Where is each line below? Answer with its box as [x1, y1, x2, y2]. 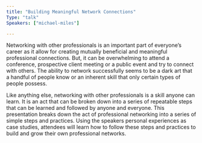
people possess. [6, 80, 47, 87]
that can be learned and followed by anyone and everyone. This [6, 105, 165, 112]
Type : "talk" [6, 14, 39, 20]
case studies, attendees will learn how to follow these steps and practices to [6, 124, 196, 131]
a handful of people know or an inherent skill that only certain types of [6, 73, 181, 81]
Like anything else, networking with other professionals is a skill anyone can [6, 91, 195, 99]
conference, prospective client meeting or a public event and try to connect [6, 61, 194, 68]
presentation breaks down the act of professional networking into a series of [6, 111, 197, 118]
